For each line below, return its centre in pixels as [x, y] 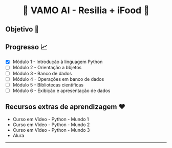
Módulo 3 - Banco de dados [42, 73]
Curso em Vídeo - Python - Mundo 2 [51, 125]
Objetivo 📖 [22, 29]
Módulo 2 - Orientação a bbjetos [47, 68]
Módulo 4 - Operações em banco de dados [58, 79]
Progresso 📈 [26, 47]
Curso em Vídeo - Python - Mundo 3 [51, 130]
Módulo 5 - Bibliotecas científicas [48, 85]
